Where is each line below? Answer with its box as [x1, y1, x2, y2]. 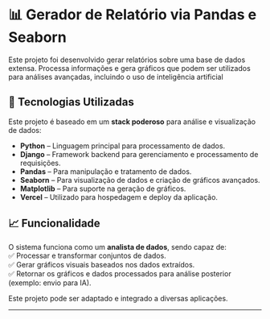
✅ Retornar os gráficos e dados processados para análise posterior [8, 268, 231, 278]
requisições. [19, 158, 61, 168]
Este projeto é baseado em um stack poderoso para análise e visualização [8, 117, 256, 126]
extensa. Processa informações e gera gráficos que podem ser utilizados [8, 63, 251, 72]
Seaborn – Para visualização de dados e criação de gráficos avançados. [19, 175, 260, 184]
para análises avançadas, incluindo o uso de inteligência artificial [8, 72, 223, 81]
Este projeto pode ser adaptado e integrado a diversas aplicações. [8, 293, 228, 303]
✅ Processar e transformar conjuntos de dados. [8, 251, 166, 260]
